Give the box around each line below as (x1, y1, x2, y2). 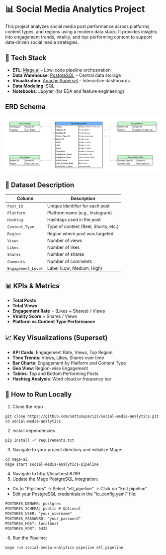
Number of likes (47, 244, 80, 250)
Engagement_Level (7, 266, 43, 271)
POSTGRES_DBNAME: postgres (5, 501, 61, 506)
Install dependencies (12, 427, 56, 433)
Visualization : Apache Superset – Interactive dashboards (12, 77, 130, 83)
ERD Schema (5, 103, 46, 111)
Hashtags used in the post (47, 217, 101, 222)
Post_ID (7, 203, 23, 209)
